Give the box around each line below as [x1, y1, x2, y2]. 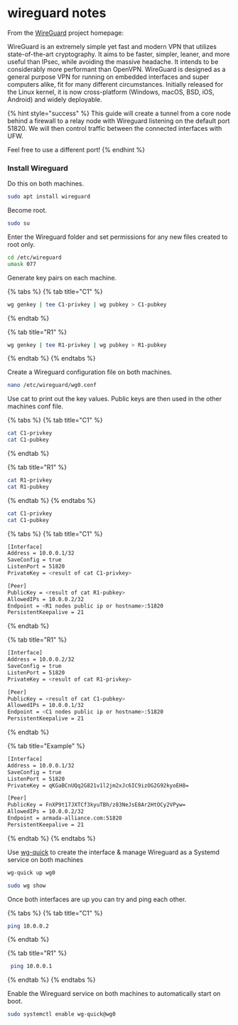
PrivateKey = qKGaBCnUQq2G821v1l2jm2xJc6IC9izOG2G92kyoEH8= [7, 782, 190, 789]
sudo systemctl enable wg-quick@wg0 [7, 1011, 116, 1018]
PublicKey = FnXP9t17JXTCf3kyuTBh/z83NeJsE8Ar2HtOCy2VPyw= [7, 802, 186, 809]
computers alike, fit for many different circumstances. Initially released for [7, 80, 224, 88]
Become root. [7, 206, 48, 215]
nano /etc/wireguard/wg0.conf [7, 382, 97, 389]
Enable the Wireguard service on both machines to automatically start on [7, 989, 221, 998]
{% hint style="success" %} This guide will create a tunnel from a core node [7, 109, 231, 117]
